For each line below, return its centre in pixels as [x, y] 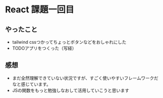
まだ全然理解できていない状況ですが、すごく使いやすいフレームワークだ [85, 78]
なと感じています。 [31, 84]
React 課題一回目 [40, 10]
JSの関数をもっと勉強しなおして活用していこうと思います [70, 90]
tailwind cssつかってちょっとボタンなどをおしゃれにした [69, 42]
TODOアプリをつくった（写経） [44, 48]
